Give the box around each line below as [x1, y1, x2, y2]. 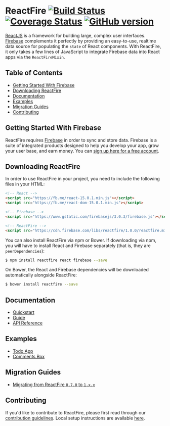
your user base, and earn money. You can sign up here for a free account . [5, 148, 159, 154]
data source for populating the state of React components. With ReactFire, [5, 43, 161, 49]
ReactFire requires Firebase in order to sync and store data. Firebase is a [5, 137, 157, 143]
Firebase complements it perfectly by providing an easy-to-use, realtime [5, 38, 156, 44]
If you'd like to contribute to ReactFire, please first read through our [5, 409, 146, 415]
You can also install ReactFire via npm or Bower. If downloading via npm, [5, 237, 157, 243]
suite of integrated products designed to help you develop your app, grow [5, 142, 159, 149]
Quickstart [12, 309, 34, 315]
